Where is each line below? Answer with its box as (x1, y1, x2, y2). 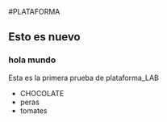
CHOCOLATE (19, 88, 65, 98)
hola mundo (8, 54, 56, 65)
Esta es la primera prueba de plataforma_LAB (8, 73, 159, 82)
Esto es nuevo (8, 30, 81, 44)
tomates (19, 105, 48, 116)
